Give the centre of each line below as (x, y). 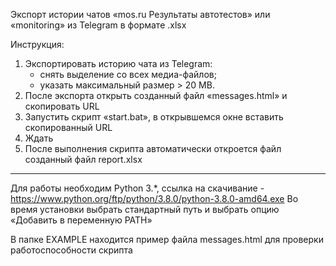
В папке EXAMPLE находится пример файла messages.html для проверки (167, 239)
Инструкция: (37, 44)
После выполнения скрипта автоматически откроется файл (153, 148)
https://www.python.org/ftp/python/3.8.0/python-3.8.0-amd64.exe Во (154, 198)
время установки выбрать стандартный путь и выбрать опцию (145, 209)
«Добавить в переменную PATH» (81, 220)
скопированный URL (68, 127)
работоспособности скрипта (71, 250)
